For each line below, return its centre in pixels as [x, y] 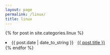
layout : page [19, 10]
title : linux [19, 19]
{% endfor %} [19, 48]
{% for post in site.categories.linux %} [44, 33]
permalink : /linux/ [25, 14]
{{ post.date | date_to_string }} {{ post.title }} [58, 43]
